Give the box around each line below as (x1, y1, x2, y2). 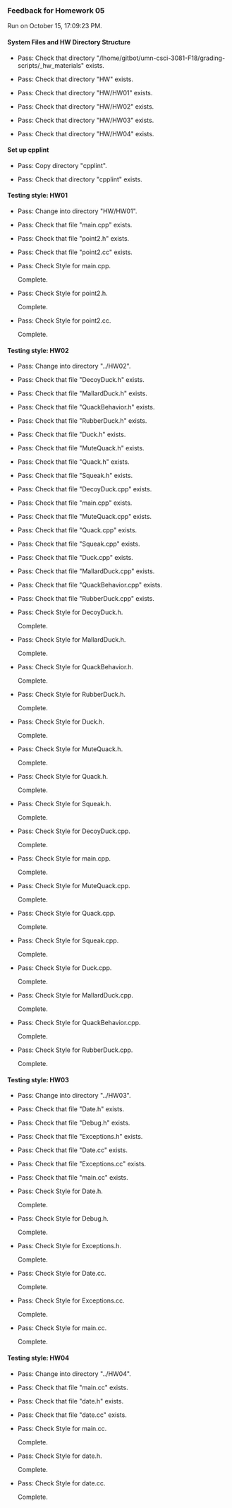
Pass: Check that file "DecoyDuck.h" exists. (17, 376, 145, 384)
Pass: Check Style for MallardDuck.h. (17, 635, 126, 644)
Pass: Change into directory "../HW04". (17, 1369, 132, 1378)
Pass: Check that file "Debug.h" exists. (17, 1118, 130, 1127)
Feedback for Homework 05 (7, 6, 105, 16)
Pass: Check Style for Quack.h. (17, 772, 109, 781)
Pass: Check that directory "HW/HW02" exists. (17, 102, 154, 111)
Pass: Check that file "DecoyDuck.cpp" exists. (17, 485, 152, 493)
